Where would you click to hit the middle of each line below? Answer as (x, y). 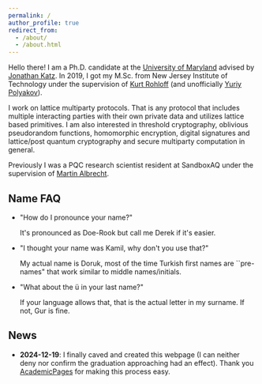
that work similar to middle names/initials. (114, 271)
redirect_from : (33, 30)
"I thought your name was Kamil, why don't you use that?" (114, 248)
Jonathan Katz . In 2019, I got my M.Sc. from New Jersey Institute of (118, 76)
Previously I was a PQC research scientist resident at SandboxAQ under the (131, 165)
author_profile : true (44, 23)
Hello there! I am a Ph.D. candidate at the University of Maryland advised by (131, 67)
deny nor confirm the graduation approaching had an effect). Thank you (137, 363)
